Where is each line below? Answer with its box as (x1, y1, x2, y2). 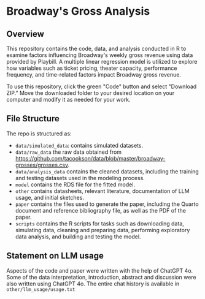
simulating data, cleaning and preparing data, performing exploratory (15, 226, 190, 233)
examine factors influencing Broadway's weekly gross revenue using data (6, 51, 193, 59)
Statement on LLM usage (6, 251, 104, 261)
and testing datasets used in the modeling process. (15, 174, 145, 181)
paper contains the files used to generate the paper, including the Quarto (15, 200, 199, 208)
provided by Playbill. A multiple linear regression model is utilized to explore (6, 58, 198, 65)
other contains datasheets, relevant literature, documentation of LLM (15, 187, 190, 194)
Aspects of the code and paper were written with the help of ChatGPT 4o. (6, 267, 193, 274)
